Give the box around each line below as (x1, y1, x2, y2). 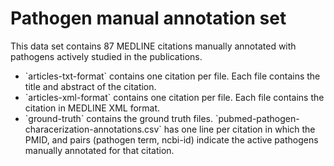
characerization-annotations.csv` (24, 123, 162, 135)
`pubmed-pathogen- (214, 112, 300, 124)
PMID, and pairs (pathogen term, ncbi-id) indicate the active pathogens (24, 133, 319, 146)
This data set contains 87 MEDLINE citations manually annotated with (10, 40, 297, 52)
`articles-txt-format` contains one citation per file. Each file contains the (24, 70, 321, 82)
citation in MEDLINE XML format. (24, 102, 161, 114)
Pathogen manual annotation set (10, 7, 287, 30)
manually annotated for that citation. (24, 144, 175, 156)
